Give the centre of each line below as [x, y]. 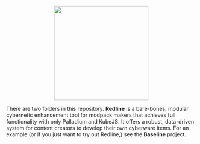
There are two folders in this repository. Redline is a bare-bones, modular [97, 109]
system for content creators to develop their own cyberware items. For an [98, 128]
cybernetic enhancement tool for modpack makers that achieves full [91, 115]
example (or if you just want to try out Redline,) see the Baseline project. [96, 134]
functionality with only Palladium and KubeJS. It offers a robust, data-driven [100, 121]
